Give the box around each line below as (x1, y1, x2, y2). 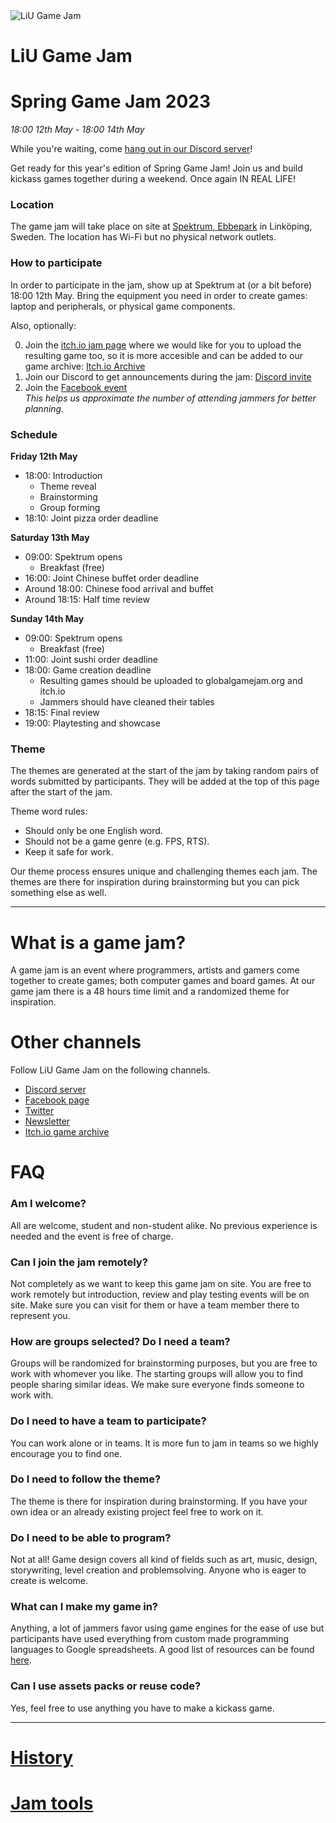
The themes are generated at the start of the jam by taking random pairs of (10, 765, 319, 777)
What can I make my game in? (10, 1600, 159, 1614)
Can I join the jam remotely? (10, 1255, 148, 1269)
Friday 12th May (10, 450, 78, 463)
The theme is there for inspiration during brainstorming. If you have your (10, 1495, 308, 1507)
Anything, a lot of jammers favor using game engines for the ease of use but (10, 1622, 325, 1634)
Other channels (10, 1031, 142, 1054)
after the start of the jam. (10, 786, 113, 798)
